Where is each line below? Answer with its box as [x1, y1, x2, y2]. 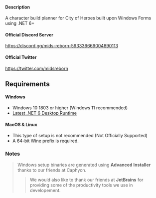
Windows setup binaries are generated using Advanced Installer [17, 162, 151, 168]
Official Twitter [5, 54, 37, 60]
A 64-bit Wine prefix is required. [12, 138, 79, 144]
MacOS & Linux [5, 121, 37, 127]
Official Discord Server [5, 31, 54, 37]
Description [5, 4, 30, 10]
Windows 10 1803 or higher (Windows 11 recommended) [12, 105, 128, 111]
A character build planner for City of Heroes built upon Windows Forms [5, 15, 152, 21]
